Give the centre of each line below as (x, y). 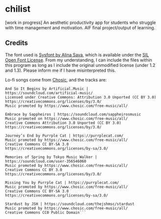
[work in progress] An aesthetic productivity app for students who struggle (80, 22)
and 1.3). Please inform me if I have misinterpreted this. (60, 70)
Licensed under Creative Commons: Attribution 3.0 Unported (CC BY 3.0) (81, 97)
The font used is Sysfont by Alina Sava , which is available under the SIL (77, 55)
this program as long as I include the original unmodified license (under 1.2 (80, 65)
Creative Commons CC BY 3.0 (34, 170)
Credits (17, 43)
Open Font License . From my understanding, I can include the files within (79, 60)
